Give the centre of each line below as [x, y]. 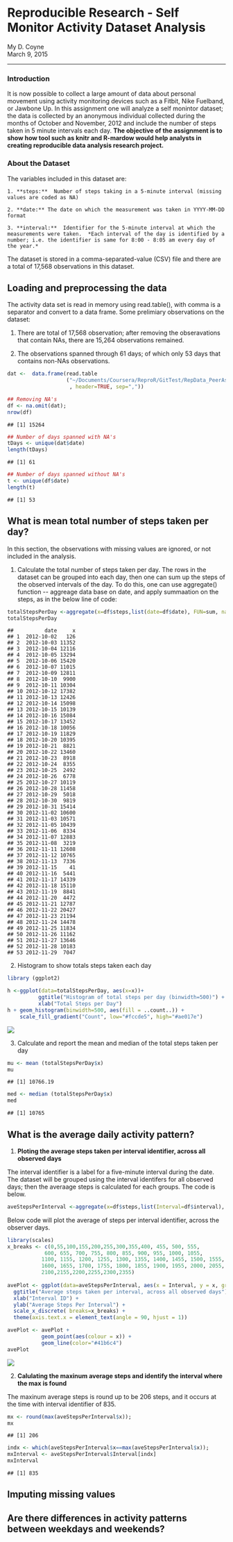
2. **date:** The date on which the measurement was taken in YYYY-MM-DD [116, 210]
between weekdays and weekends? [86, 1529]
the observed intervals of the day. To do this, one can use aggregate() [117, 584]
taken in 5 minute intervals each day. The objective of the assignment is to [115, 131]
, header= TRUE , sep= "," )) [106, 387]
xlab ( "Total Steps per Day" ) [80, 1004]
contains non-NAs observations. [63, 361]
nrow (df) [20, 412]
